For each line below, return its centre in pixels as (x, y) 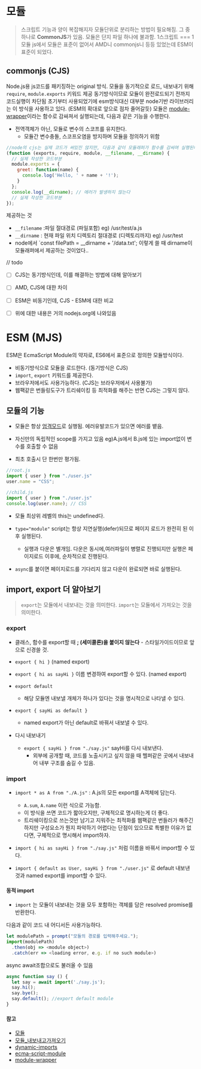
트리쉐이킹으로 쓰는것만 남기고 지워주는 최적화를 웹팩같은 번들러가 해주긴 (109, 820)
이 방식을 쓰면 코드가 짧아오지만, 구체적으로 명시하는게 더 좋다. (96, 813)
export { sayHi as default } (51, 711)
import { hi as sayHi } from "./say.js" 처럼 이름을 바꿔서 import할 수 (102, 848)
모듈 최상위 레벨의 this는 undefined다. (60, 516)
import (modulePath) (31, 942)
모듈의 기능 (25, 411)
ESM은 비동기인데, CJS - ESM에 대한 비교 (64, 300)
